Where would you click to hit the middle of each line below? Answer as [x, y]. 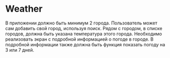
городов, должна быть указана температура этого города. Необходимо [84, 34]
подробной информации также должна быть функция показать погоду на [85, 44]
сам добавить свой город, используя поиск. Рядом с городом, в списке [84, 28]
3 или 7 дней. [20, 50]
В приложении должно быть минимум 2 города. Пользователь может [81, 23]
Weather [24, 9]
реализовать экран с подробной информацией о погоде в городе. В [79, 39]
